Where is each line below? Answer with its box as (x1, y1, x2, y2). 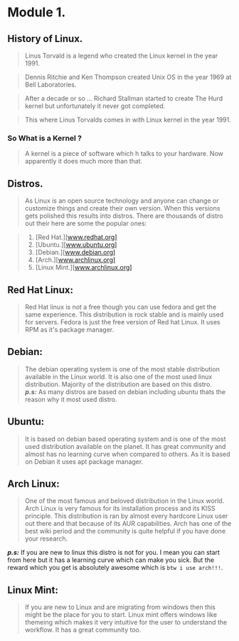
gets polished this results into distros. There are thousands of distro (24, 211, 223, 221)
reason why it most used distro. (24, 395, 117, 403)
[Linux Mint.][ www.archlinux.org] (35, 263, 132, 272)
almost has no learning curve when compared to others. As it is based (24, 450, 230, 458)
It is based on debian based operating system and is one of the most (24, 435, 226, 443)
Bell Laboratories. (24, 80, 77, 89)
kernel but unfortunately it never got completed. (24, 102, 166, 110)
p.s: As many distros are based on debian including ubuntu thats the (24, 387, 226, 396)
